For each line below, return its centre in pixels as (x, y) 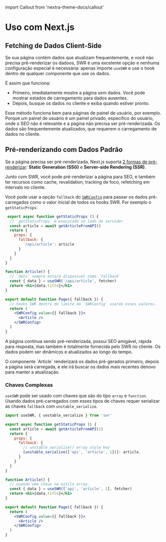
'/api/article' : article (49, 244)
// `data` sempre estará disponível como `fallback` (65, 276)
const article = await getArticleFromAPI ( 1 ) (56, 429)
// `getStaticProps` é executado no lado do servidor (66, 221)
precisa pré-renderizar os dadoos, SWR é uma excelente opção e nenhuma (82, 63)
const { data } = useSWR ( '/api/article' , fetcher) (63, 281)
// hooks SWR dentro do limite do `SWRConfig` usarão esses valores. (83, 304)
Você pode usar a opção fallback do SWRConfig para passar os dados (76, 197)
